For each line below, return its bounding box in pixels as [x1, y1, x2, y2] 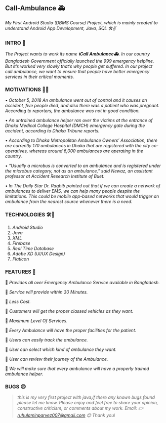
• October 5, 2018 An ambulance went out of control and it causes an [5, 97, 147, 103]
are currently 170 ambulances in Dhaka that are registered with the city [5, 143, 151, 149]
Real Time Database [12, 245, 54, 251]
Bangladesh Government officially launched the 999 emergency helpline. [5, 58, 154, 64]
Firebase [12, 240, 31, 246]
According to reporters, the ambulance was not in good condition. [5, 108, 140, 114]
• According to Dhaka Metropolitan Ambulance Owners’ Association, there [5, 137, 158, 143]
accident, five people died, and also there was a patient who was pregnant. [5, 103, 160, 109]
